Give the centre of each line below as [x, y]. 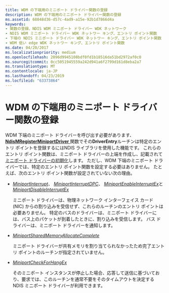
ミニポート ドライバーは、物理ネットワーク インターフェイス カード [83, 200]
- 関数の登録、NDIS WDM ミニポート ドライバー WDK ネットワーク [66, 29]
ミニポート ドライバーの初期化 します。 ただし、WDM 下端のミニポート [79, 160]
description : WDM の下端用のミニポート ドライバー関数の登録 [63, 15]
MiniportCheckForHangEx [40, 262]
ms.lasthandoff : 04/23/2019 [35, 76]
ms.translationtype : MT [30, 66]
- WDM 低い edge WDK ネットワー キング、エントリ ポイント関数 [65, 43]
